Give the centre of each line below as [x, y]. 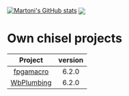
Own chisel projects [65, 38]
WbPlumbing [31, 83]
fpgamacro [31, 71]
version [71, 60]
